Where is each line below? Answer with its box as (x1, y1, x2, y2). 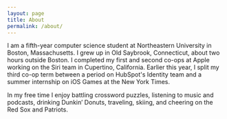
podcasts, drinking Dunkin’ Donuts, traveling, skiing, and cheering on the (7, 98, 213, 107)
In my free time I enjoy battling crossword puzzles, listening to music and (7, 91, 214, 99)
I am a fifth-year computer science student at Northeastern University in (7, 42, 212, 50)
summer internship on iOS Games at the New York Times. (7, 78, 171, 86)
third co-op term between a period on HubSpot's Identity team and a (7, 70, 202, 79)
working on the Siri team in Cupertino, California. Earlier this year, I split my (7, 63, 219, 72)
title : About (7, 16, 45, 23)
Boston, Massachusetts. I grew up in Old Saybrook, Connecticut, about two (7, 49, 220, 57)
